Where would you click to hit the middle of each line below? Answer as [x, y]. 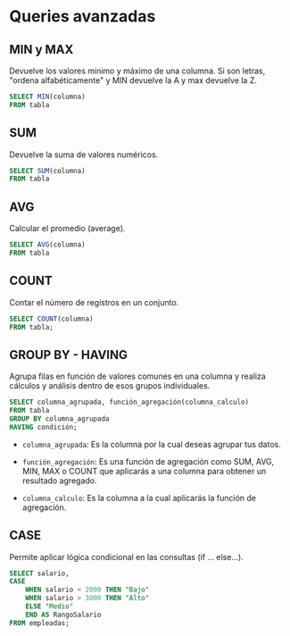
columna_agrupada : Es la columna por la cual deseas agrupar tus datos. [151, 444]
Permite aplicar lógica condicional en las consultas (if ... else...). [126, 556]
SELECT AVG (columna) [48, 245]
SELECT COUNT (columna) [51, 319]
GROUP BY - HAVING [68, 355]
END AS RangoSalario [63, 615]
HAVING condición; [43, 427]
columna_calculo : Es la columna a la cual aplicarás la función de [139, 498]
